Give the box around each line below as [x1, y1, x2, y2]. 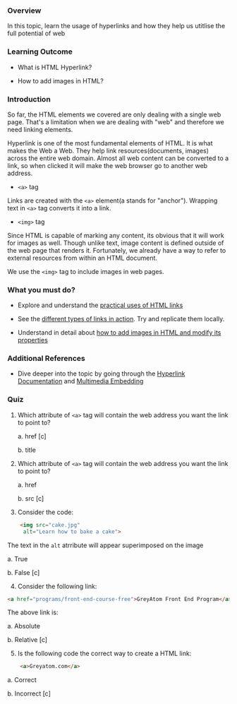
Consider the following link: [17, 582, 97, 590]
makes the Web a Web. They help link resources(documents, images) [7, 146, 209, 155]
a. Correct [7, 676, 37, 684]
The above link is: [7, 608, 59, 616]
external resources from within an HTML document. [7, 253, 157, 262]
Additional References [7, 354, 86, 364]
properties [17, 336, 48, 345]
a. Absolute [7, 622, 41, 631]
